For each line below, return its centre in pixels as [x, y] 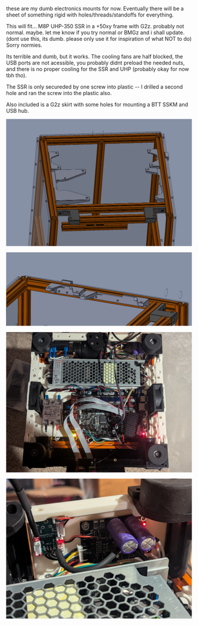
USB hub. [18, 111]
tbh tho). [16, 75]
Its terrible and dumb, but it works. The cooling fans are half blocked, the [95, 56]
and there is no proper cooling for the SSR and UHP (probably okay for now [98, 69]
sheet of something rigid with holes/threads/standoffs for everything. [90, 15]
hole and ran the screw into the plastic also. [59, 93]
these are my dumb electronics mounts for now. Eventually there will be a [95, 9]
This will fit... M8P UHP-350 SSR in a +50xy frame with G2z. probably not [95, 26]
